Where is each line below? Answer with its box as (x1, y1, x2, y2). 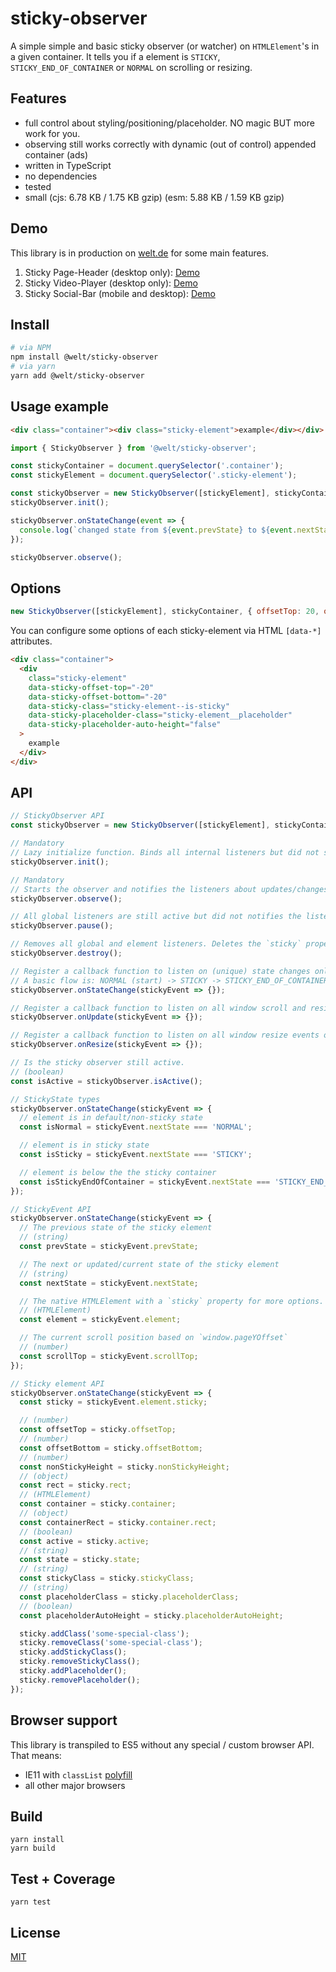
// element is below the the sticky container (19, 1167, 217, 1177)
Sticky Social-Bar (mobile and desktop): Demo (24, 287, 216, 299)
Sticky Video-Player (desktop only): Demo (24, 277, 198, 289)
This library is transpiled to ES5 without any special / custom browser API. (10, 1738, 315, 1751)
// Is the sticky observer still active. (10, 1058, 186, 1068)
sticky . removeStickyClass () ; (19, 1657, 141, 1667)
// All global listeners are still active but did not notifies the (10, 912, 302, 922)
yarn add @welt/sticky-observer (10, 371, 145, 381)
